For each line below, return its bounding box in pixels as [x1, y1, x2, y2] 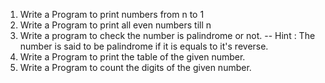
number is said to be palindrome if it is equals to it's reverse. [19, 40, 269, 52]
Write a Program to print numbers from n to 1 [19, 9, 205, 20]
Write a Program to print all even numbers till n [19, 19, 212, 31]
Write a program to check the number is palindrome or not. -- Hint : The [19, 30, 316, 41]
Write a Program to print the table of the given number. [19, 51, 246, 63]
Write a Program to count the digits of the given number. [19, 62, 252, 73]
